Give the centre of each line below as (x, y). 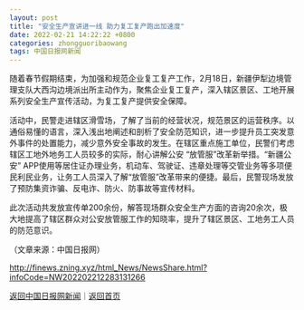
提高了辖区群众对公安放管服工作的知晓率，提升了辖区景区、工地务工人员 (160, 219)
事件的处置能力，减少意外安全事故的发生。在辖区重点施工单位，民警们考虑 (156, 143)
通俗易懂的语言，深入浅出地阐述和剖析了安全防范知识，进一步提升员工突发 (148, 131)
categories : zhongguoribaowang (68, 43)
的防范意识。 (33, 230)
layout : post (34, 18)
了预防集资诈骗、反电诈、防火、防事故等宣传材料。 (104, 189)
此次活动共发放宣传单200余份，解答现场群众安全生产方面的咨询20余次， (145, 208)
